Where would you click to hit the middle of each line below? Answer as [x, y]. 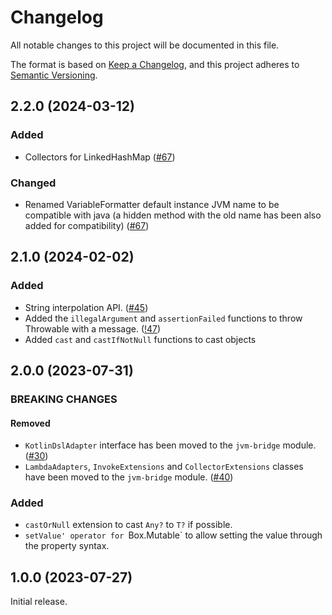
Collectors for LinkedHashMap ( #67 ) [100, 157]
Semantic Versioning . [54, 75]
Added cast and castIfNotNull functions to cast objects [140, 339]
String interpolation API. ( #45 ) [86, 307]
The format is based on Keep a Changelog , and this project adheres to [155, 64]
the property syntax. [67, 546]
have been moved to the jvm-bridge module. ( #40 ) [129, 477]
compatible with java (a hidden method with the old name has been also [173, 215]
